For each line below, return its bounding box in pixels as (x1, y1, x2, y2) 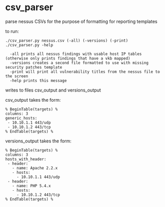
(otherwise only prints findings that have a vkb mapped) (5, 55, 130, 61)
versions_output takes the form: (5, 138, 72, 144)
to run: (5, 28, 19, 34)
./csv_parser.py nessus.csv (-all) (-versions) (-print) (5, 38, 128, 43)
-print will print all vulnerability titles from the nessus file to (10, 69, 160, 74)
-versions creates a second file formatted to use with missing (10, 60, 149, 65)
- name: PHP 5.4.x (12, 183, 51, 188)
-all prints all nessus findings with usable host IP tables (10, 51, 142, 56)
